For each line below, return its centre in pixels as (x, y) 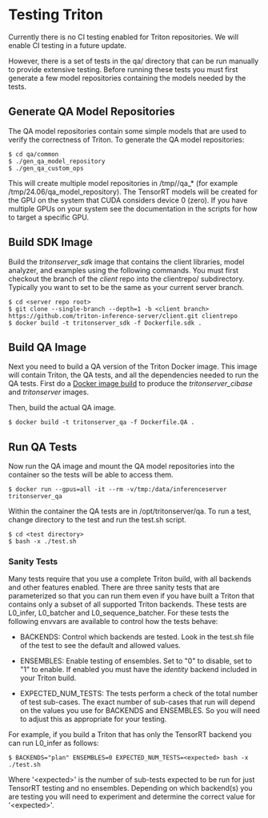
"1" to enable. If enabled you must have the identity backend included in (138, 670)
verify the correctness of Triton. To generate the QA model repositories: (126, 139)
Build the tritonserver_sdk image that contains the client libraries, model (126, 261)
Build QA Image (47, 347)
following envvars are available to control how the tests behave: (113, 622)
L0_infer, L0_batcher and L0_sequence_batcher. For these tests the (119, 613)
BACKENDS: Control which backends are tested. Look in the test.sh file (137, 637)
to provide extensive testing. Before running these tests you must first (123, 69)
